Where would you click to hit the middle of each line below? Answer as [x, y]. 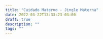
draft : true [18, 19]
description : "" [22, 24]
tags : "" [14, 29]
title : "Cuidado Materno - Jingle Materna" [52, 10]
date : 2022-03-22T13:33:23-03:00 [41, 15]
